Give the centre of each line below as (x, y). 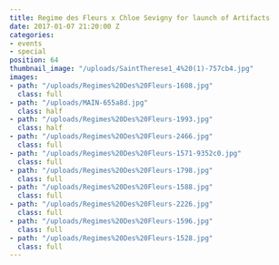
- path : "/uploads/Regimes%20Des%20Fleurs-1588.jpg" (111, 188)
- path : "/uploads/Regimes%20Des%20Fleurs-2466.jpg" (111, 137)
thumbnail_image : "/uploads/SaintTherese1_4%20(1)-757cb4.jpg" (132, 69)
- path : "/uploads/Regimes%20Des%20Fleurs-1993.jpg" (111, 119)
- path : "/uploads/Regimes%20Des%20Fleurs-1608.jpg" (111, 86)
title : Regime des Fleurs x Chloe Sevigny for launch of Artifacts (140, 18)
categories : (32, 35)
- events (26, 43)
